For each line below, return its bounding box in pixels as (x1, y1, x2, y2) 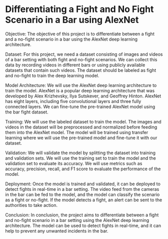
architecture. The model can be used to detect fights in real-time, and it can (5, 222, 161, 228)
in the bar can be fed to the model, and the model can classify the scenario (5, 191, 160, 197)
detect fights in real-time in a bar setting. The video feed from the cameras (5, 186, 159, 192)
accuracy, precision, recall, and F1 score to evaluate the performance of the (5, 166, 161, 172)
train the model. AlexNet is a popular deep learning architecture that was (5, 87, 155, 93)
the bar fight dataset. (5, 109, 48, 115)
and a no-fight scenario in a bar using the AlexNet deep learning (5, 36, 138, 42)
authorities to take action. (5, 202, 57, 208)
